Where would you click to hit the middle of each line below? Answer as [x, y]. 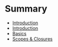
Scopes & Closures [32, 39]
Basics [19, 33]
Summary [26, 9]
